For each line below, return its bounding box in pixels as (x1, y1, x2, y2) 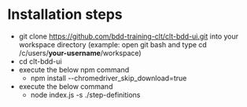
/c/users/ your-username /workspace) (18, 48, 142, 57)
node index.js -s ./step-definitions (30, 90, 141, 99)
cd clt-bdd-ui (18, 57, 62, 66)
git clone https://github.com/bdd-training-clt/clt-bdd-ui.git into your (18, 31, 239, 41)
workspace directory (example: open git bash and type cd (18, 39, 208, 49)
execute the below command (18, 81, 113, 91)
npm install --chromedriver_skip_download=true (30, 73, 187, 83)
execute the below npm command (18, 65, 130, 74)
